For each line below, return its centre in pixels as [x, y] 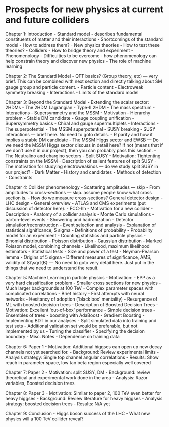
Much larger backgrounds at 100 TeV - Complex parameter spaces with [79, 288]
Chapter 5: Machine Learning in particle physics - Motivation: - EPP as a [80, 277]
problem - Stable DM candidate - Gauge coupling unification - [70, 118]
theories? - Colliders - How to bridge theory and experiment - [69, 50]
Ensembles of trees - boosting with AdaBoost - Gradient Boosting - [75, 315]
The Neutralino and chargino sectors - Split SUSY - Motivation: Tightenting [83, 156]
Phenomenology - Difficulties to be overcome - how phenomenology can [81, 55]
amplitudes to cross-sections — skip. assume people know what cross [79, 192]
